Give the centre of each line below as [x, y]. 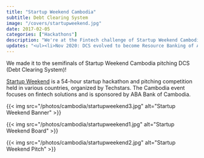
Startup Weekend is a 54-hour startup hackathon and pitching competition [99, 81]
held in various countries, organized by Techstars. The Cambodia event [96, 88]
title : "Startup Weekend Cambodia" [51, 12]
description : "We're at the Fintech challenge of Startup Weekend [92, 40]
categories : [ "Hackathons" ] [42, 35]
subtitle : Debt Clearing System [47, 18]
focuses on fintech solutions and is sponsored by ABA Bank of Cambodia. [99, 94]
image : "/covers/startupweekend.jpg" [54, 23]
